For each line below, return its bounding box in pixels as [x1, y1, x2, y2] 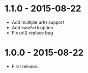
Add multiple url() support [11, 19, 64, 25]
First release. [11, 63, 38, 69]
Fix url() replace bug [11, 30, 53, 36]
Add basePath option [11, 24, 54, 30]
